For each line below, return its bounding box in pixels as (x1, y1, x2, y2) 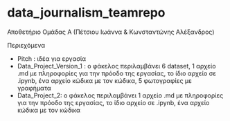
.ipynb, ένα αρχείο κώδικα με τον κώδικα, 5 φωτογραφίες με (17, 76, 193, 84)
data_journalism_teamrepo (7, 5, 166, 21)
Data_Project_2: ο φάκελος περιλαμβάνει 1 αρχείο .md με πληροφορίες (17, 91, 224, 100)
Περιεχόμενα (7, 41, 46, 49)
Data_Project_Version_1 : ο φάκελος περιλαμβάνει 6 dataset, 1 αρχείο (17, 62, 216, 70)
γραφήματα (17, 84, 51, 92)
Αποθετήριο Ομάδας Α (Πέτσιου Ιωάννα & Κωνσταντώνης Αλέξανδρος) (7, 28, 215, 36)
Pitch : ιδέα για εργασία (17, 54, 87, 63)
